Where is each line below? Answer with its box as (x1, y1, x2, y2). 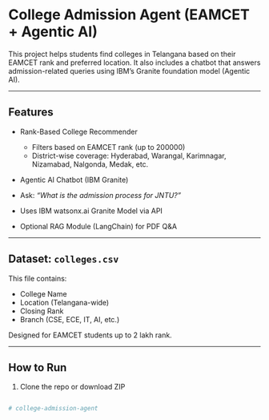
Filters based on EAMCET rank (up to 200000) (31, 142, 186, 151)
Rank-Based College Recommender (19, 127, 139, 136)
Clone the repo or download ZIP (19, 382, 126, 392)
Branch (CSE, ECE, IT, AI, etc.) (19, 314, 120, 324)
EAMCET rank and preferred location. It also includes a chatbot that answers (8, 58, 261, 67)
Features (8, 106, 54, 119)
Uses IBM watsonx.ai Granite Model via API (19, 206, 163, 216)
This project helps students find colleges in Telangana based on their (8, 49, 236, 59)
